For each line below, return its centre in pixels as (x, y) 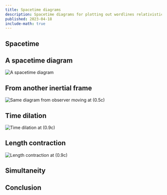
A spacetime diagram (39, 61)
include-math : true (25, 24)
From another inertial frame (48, 88)
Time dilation (26, 115)
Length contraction (36, 143)
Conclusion (23, 187)
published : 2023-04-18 (29, 19)
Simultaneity (25, 171)
